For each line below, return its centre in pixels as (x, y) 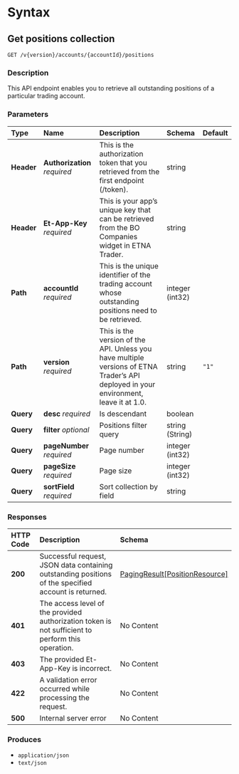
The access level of (72, 603)
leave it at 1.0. (123, 402)
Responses (27, 517)
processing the (65, 697)
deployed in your (127, 384)
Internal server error (73, 718)
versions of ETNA (128, 366)
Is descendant (123, 414)
